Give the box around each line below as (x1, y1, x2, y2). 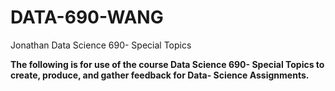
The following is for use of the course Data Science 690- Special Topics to (10, 58, 325, 70)
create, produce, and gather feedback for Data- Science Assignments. (10, 69, 310, 81)
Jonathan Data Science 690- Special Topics (10, 39, 192, 51)
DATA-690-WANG (10, 6, 164, 29)
